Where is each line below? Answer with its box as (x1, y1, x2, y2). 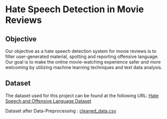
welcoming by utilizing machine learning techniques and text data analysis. (5, 65, 162, 70)
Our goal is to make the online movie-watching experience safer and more (5, 59, 161, 65)
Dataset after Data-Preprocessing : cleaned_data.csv (5, 108, 117, 114)
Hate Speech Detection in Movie (5, 4, 144, 15)
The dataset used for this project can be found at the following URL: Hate (5, 93, 159, 99)
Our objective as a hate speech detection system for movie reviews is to (5, 48, 157, 54)
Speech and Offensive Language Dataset (5, 98, 92, 104)
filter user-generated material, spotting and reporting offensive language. (5, 53, 159, 59)
